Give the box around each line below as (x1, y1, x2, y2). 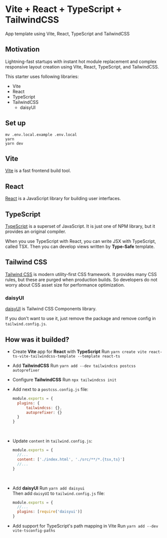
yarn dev (5, 141, 23, 146)
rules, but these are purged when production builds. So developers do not (5, 276, 157, 282)
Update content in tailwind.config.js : (12, 438, 92, 444)
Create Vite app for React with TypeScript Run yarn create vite (12, 348, 147, 354)
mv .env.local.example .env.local (5, 132, 77, 137)
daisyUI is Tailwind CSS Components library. (5, 306, 96, 312)
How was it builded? (5, 335, 69, 343)
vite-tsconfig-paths (12, 528, 55, 533)
